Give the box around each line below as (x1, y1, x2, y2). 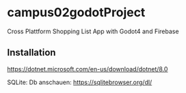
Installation (7, 47, 56, 58)
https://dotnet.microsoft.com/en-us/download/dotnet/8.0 (7, 64, 168, 73)
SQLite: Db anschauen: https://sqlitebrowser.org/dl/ (7, 78, 152, 86)
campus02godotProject (7, 5, 146, 20)
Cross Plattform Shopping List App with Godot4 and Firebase (7, 27, 179, 35)
